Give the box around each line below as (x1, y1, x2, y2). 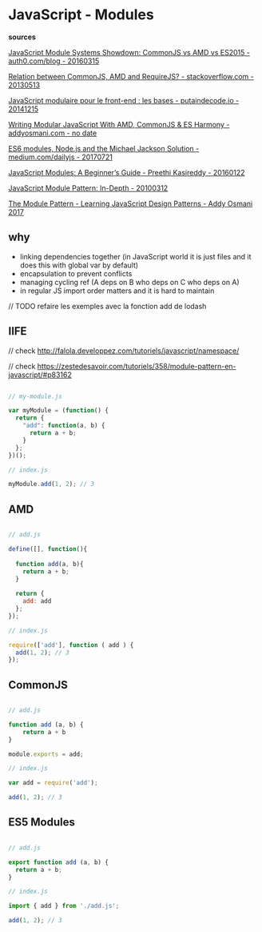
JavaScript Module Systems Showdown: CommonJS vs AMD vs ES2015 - (8, 47, 250, 57)
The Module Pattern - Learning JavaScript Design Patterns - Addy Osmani (8, 199, 253, 208)
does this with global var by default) (19, 260, 138, 270)
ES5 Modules (8, 815, 76, 830)
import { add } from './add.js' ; (8, 902, 120, 910)
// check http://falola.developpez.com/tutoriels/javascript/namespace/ (8, 346, 240, 356)
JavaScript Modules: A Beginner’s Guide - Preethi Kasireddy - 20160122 (8, 167, 245, 177)
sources (8, 32, 36, 42)
